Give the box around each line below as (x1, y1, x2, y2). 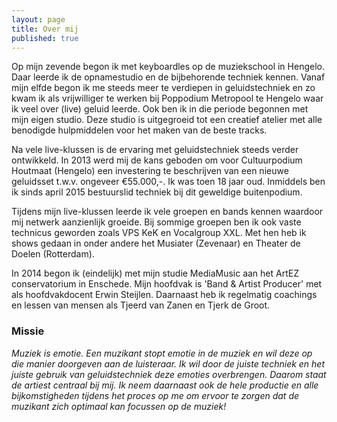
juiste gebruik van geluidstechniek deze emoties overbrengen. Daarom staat (11, 368, 327, 380)
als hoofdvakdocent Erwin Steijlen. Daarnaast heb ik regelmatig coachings (11, 289, 318, 301)
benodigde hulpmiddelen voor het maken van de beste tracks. (11, 124, 268, 136)
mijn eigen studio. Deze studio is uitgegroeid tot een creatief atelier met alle (11, 114, 323, 126)
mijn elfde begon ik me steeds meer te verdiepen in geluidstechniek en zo (11, 82, 316, 94)
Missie (11, 324, 45, 338)
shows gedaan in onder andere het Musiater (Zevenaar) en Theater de (11, 237, 301, 250)
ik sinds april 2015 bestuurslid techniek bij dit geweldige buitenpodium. (11, 186, 303, 198)
